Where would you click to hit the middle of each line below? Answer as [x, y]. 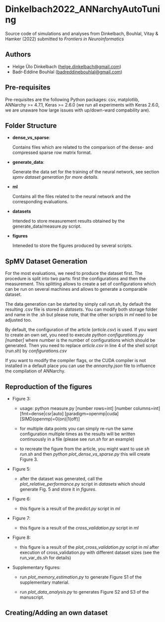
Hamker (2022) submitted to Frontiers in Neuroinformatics [65, 39]
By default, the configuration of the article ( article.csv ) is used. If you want [81, 330]
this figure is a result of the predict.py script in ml [70, 508]
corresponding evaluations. [40, 202]
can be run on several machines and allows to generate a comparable [76, 289]
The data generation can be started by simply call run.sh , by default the [78, 304]
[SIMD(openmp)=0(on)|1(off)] [50, 419]
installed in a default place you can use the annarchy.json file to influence [80, 366]
